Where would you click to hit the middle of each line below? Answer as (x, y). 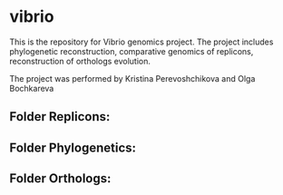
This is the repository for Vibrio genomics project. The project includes (141, 42)
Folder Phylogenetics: (73, 147)
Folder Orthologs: (60, 179)
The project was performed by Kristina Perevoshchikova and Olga (132, 78)
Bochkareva (32, 88)
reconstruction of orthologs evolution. (80, 61)
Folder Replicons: (60, 117)
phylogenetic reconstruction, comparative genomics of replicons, (132, 51)
